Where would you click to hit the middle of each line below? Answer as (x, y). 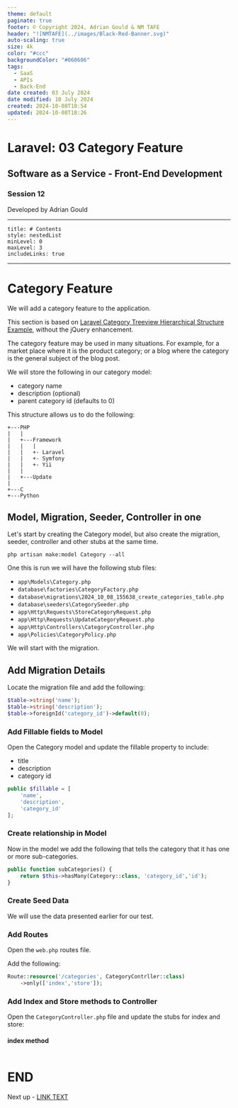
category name (40, 385)
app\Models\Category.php (54, 582)
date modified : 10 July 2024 (50, 100)
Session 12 (26, 194)
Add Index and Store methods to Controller (83, 1001)
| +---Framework (34, 440)
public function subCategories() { (60, 869)
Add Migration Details (56, 670)
